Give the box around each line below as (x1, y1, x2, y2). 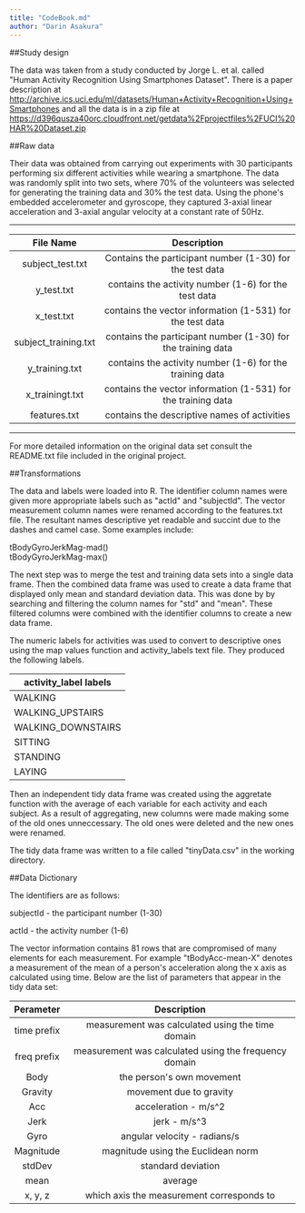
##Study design (9, 46, 70, 57)
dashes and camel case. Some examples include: (9, 524, 194, 535)
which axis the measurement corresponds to (84, 1188, 275, 1201)
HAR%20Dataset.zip (9, 122, 86, 133)
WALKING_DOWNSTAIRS (14, 721, 122, 733)
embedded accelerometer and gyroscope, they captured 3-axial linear (9, 197, 272, 207)
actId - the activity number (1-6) (9, 925, 129, 935)
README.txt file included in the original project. (9, 450, 187, 460)
